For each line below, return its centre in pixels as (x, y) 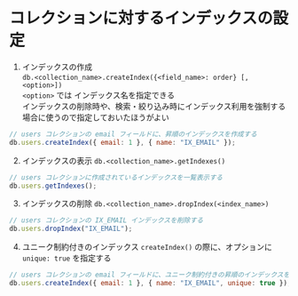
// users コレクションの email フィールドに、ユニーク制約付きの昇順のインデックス (146, 275)
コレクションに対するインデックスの (141, 18)
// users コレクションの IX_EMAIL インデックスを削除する (106, 220)
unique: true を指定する (67, 258)
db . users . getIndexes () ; (53, 186)
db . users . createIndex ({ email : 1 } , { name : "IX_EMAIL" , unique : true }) (149, 284)
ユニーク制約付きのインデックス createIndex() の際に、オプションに (147, 247)
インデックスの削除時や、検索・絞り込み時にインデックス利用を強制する (154, 106)
